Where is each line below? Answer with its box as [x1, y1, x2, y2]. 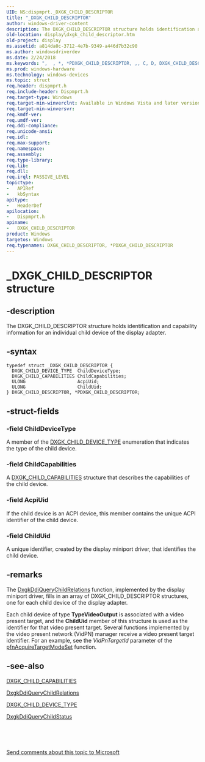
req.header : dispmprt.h [6, 83, 67, 89]
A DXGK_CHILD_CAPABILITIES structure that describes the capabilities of [6, 474, 190, 481]
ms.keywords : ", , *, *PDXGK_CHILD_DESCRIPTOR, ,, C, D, [6, 60, 157, 66]
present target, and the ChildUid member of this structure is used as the [6, 617, 188, 624]
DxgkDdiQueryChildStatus [6, 712, 72, 720]
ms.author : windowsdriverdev [6, 49, 81, 55]
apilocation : [6, 208, 40, 214]
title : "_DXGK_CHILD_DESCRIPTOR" [6, 15, 92, 21]
